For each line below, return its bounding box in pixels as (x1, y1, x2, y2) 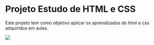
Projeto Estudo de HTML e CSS (5, 3, 136, 15)
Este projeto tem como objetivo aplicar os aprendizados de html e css (5, 20, 149, 26)
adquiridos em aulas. (5, 25, 49, 31)
